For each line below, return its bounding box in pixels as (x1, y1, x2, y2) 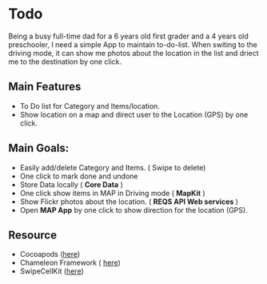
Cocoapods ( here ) (19, 250, 81, 259)
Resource (8, 228, 58, 242)
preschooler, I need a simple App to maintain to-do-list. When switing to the (8, 39, 257, 49)
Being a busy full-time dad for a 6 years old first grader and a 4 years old (8, 31, 249, 41)
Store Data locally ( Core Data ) (19, 179, 124, 189)
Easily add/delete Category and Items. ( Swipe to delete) (19, 162, 206, 172)
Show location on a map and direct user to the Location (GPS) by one (19, 110, 249, 119)
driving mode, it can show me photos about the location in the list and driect (8, 48, 259, 58)
